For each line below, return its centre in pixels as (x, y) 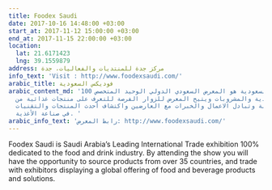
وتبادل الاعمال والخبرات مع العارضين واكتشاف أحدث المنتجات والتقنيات (135, 106)
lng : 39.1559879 (43, 61)
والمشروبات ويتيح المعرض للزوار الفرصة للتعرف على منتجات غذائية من (134, 99)
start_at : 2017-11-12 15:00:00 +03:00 (74, 31)
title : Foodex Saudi (43, 16)
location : (25, 46)
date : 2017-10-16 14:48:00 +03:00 (67, 23)
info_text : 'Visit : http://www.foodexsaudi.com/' (96, 76)
